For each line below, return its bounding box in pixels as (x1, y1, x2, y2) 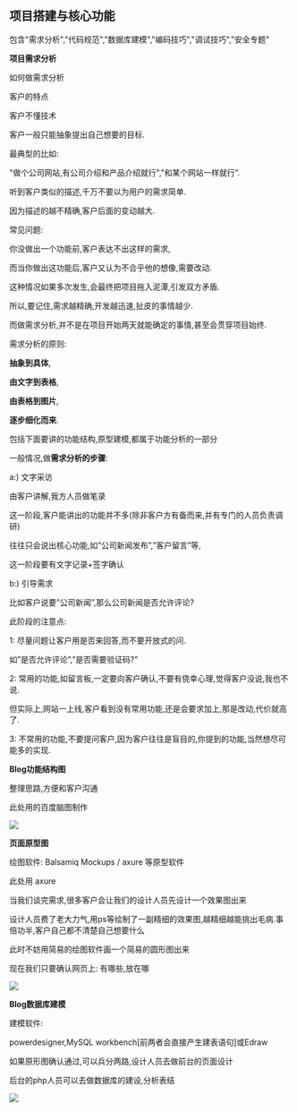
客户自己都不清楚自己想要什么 (35, 925, 146, 936)
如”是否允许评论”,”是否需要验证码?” (9, 654, 139, 664)
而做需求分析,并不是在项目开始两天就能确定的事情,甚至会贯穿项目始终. (9, 319, 267, 329)
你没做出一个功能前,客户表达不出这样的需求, (9, 243, 172, 253)
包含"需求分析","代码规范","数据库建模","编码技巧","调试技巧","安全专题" (9, 34, 270, 45)
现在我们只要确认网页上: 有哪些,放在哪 (9, 962, 150, 973)
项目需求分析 (9, 53, 56, 64)
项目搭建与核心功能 (9, 8, 115, 24)
